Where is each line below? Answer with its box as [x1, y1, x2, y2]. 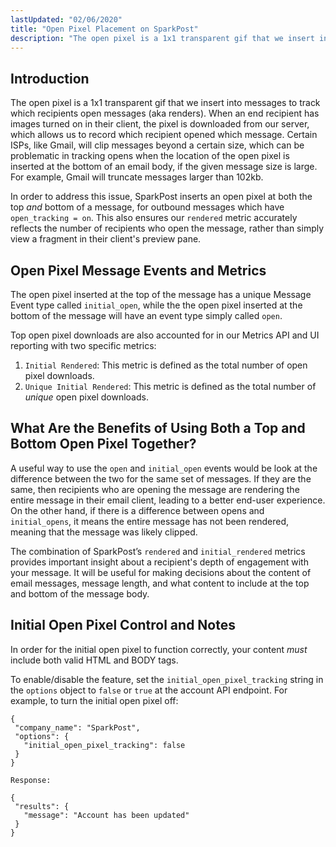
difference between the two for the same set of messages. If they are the [10, 472, 312, 485]
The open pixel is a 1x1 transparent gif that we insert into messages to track [10, 97, 321, 109]
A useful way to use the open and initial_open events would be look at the [10, 462, 318, 474]
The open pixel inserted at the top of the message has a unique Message [10, 289, 312, 300]
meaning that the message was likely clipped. [10, 526, 198, 538]
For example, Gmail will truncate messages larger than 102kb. [10, 171, 264, 183]
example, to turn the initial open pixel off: [10, 694, 179, 706]
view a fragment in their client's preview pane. [10, 233, 202, 245]
